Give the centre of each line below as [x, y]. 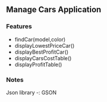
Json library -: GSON [31, 92]
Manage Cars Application [54, 10]
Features [19, 27]
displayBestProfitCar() [41, 52]
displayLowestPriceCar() [44, 45]
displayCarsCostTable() [43, 58]
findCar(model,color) [40, 39]
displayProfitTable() [38, 64]
